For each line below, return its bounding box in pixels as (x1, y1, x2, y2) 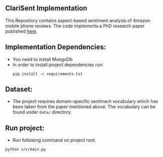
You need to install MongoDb (12, 56, 73, 62)
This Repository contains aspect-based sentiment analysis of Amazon (5, 17, 150, 23)
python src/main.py (5, 147, 46, 152)
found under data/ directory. (12, 109, 72, 115)
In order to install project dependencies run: (12, 62, 104, 68)
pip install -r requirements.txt (12, 71, 83, 76)
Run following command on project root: (12, 137, 96, 143)
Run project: (5, 124, 45, 132)
